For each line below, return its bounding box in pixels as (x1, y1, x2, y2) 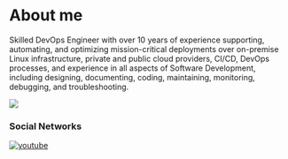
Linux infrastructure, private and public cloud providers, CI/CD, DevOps (9, 53, 270, 64)
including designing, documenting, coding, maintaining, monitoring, (9, 72, 255, 82)
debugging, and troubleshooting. (9, 81, 129, 92)
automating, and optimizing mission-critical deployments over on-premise (9, 43, 279, 54)
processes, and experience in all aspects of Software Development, (9, 63, 256, 73)
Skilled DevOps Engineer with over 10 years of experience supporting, (9, 34, 265, 45)
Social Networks (9, 120, 82, 132)
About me (9, 5, 83, 26)
